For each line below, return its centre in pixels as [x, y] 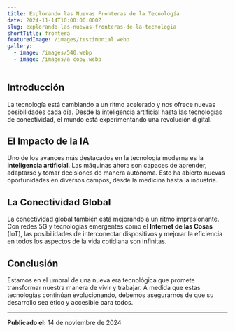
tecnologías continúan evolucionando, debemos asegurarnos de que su [111, 295]
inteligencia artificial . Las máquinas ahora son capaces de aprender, [107, 166]
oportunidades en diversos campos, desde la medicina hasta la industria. [113, 180]
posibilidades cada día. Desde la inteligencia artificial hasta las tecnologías [115, 112]
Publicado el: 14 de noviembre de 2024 [64, 323]
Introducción [36, 88]
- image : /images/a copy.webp [57, 59]
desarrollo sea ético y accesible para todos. [70, 302]
